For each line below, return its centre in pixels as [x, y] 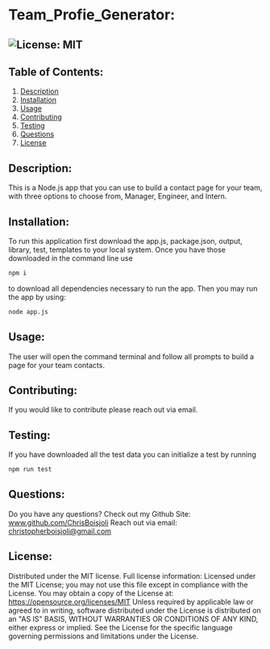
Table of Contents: [56, 71]
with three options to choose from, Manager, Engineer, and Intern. [118, 196]
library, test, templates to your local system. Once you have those [117, 250]
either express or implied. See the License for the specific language [120, 627]
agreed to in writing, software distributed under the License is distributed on [135, 610]
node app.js [28, 312]
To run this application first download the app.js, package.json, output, [126, 241]
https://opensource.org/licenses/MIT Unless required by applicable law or [131, 601]
